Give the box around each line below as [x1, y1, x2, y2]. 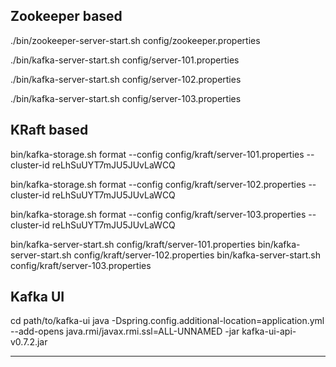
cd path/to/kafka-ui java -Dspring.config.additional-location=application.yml [10, 315, 325, 327]
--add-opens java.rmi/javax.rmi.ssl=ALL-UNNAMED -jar [10, 325, 240, 338]
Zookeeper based [10, 8, 123, 25]
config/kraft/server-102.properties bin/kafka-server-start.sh [73, 249, 321, 261]
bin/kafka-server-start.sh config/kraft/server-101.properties [10, 238, 256, 250]
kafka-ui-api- [241, 325, 297, 338]
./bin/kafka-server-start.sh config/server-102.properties [10, 73, 242, 85]
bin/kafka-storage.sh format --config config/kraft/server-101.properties [10, 148, 305, 160]
